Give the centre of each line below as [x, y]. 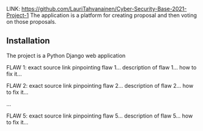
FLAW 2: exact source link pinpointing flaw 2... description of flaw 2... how [100, 85]
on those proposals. [31, 22]
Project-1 [18, 15]
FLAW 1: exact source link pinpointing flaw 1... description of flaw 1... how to [102, 67]
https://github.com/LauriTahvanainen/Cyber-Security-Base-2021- [104, 9]
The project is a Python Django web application [66, 55]
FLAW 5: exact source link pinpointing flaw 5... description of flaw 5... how [100, 116]
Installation [28, 41]
